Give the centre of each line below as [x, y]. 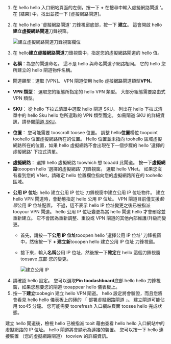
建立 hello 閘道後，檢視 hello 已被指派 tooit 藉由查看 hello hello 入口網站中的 [85, 323]
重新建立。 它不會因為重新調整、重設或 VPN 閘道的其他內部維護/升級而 [87, 218]
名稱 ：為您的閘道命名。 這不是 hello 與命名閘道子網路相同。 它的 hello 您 [89, 64]
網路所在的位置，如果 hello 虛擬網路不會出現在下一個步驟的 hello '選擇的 [89, 145]
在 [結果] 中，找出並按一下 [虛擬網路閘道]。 [58, 14]
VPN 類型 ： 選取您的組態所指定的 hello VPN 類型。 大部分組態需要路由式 [89, 92]
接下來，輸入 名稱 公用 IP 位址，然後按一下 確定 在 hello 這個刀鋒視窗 [90, 252]
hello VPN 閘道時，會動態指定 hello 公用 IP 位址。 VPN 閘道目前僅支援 [86, 199]
